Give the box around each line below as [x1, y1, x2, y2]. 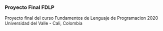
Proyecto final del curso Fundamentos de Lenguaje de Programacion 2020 [4, 15, 158, 21]
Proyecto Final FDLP [4, 4, 54, 11]
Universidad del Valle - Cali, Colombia [4, 20, 83, 26]
